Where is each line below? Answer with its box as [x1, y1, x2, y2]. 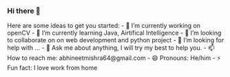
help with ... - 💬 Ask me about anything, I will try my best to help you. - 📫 [7, 44, 215, 52]
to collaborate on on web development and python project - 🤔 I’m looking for [7, 36, 224, 44]
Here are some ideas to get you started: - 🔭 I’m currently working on [7, 22, 201, 30]
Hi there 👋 [7, 6, 41, 16]
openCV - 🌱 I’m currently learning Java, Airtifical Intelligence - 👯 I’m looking [7, 29, 222, 37]
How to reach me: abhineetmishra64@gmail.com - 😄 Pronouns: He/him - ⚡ [7, 54, 222, 62]
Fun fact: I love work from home [7, 64, 98, 72]
